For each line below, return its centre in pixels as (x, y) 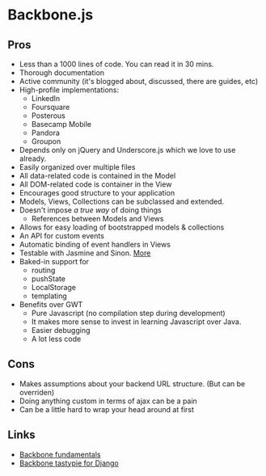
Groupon (46, 141)
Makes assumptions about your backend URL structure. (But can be (132, 383)
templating (49, 296)
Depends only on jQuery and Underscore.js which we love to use (127, 150)
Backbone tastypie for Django (69, 463)
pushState (49, 279)
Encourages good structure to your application (97, 193)
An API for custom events (61, 236)
